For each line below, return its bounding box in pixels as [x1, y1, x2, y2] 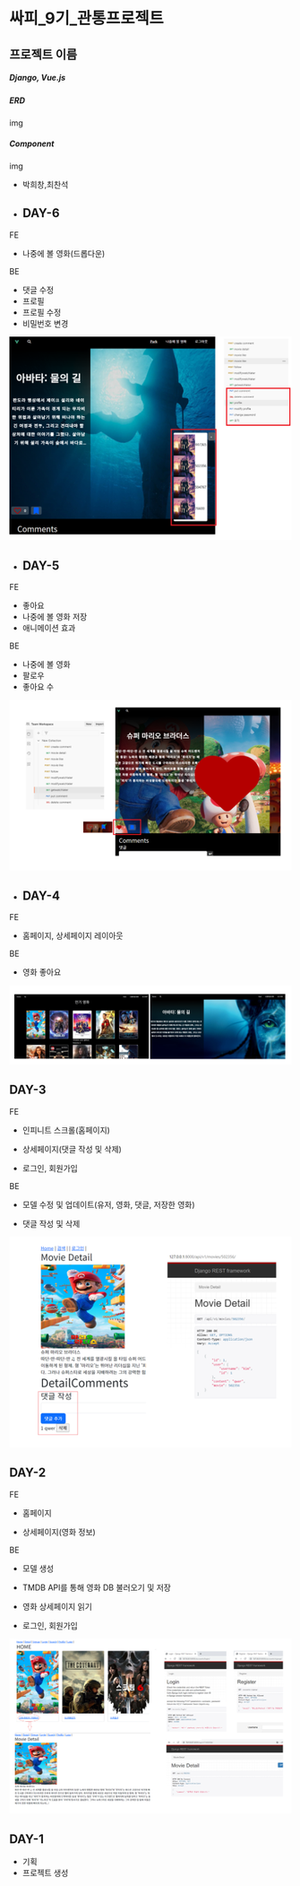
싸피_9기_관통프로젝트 [9, 8, 164, 29]
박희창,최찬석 [21, 178, 69, 189]
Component [9, 138, 55, 149]
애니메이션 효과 [21, 622, 76, 633]
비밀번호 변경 [21, 317, 69, 328]
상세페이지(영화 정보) [21, 1526, 96, 1537]
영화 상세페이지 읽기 [21, 1601, 92, 1612]
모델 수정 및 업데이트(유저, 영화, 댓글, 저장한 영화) [21, 1199, 195, 1210]
